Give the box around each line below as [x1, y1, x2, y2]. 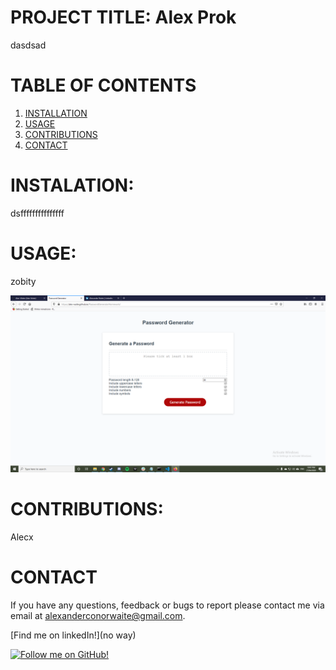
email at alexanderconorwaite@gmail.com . [10, 610, 186, 622]
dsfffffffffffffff [10, 207, 65, 219]
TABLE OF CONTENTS [10, 74, 197, 97]
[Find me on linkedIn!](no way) [10, 629, 137, 641]
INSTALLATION [24, 107, 88, 119]
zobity [10, 275, 37, 287]
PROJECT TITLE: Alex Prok [10, 6, 237, 29]
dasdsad [10, 39, 47, 51]
